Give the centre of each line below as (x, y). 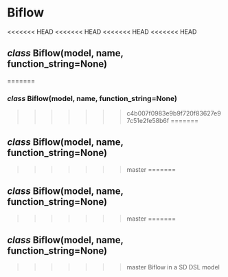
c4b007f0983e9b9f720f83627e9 (174, 113)
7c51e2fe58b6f (148, 121)
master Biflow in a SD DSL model (173, 267)
